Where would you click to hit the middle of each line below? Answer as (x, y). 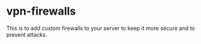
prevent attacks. (27, 34)
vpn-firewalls (41, 11)
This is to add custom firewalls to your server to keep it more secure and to (101, 28)
